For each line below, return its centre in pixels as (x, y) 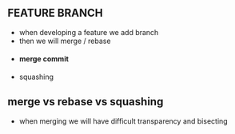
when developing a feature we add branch (89, 32)
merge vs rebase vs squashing (86, 102)
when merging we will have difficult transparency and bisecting (123, 121)
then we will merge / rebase (65, 41)
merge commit (44, 59)
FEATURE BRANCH (55, 13)
